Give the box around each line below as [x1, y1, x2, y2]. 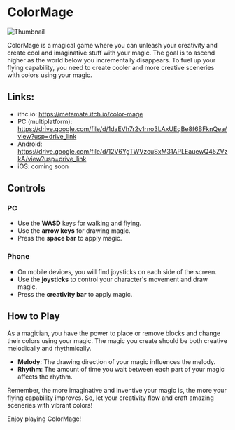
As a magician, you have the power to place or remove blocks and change [7, 329, 221, 337]
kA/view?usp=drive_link [17, 154, 87, 163]
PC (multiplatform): [17, 117, 73, 126]
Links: [7, 91, 35, 103]
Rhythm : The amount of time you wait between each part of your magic [17, 365, 225, 373]
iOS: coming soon [17, 162, 69, 170]
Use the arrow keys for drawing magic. [17, 227, 131, 235]
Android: [17, 140, 43, 148]
